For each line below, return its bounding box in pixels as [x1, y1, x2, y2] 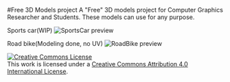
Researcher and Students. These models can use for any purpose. [7, 13, 195, 21]
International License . [7, 68, 69, 75]
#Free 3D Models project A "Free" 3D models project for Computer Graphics [7, 6, 223, 14]
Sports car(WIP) [7, 27, 53, 34]
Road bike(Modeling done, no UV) [7, 40, 103, 47]
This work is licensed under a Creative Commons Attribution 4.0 [7, 60, 189, 68]
